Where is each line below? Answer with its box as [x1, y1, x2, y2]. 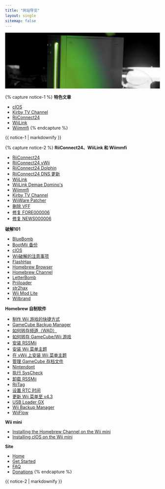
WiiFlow [12, 410, 28, 415]
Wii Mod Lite [12, 290, 38, 296]
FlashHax [12, 259, 31, 264]
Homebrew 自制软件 [5, 305, 47, 311]
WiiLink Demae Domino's [12, 182, 63, 188]
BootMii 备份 [12, 242, 38, 248]
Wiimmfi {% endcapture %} [12, 125, 68, 131]
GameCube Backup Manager [12, 321, 71, 328]
